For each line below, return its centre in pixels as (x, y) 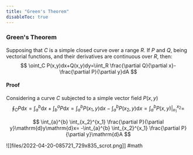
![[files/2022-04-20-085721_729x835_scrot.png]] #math (75, 145)
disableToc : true (27, 17)
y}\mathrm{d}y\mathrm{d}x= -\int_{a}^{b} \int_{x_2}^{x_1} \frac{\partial (95, 128)
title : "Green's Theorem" (37, 11)
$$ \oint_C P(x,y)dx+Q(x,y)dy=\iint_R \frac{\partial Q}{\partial (94, 66)
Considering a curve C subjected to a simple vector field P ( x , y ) (82, 98)
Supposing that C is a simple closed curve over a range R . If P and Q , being (96, 50)
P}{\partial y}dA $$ (114, 71)
